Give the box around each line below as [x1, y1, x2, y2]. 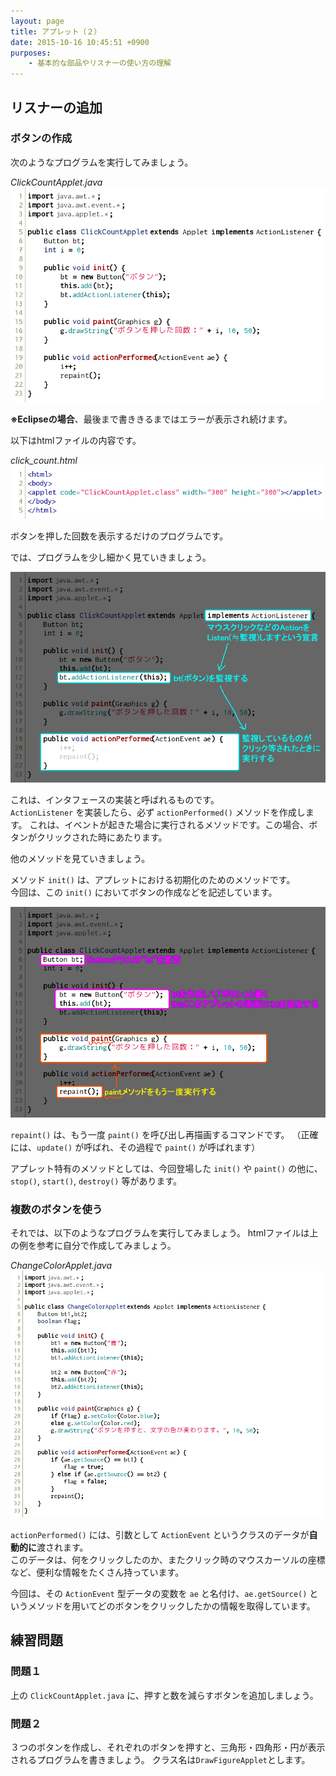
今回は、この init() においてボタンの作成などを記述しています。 [10, 886, 278, 898]
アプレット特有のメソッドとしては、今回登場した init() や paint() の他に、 [10, 1162, 323, 1174]
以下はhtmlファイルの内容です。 [10, 435, 142, 447]
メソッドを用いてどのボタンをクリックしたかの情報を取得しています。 [27, 1600, 316, 1612]
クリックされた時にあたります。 [36, 831, 168, 843]
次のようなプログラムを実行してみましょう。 [10, 156, 194, 168]
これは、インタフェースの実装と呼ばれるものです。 [10, 793, 220, 805]
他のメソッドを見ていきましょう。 [10, 852, 151, 864]
